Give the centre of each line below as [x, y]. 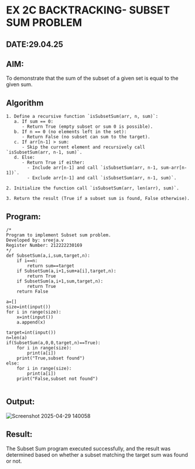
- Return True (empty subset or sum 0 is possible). [87, 127]
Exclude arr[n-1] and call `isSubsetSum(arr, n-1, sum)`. [104, 178]
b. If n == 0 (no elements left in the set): [70, 132]
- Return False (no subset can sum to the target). [86, 137]
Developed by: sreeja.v [35, 240]
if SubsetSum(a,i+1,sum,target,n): [60, 281]
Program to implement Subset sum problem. [59, 235]
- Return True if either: [53, 163]
